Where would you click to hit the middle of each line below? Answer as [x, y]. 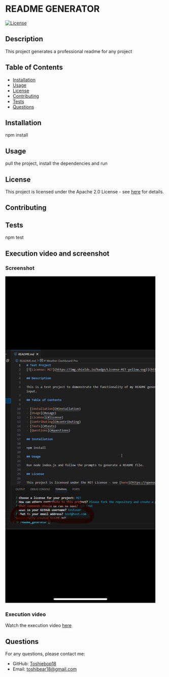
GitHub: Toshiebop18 [35, 663]
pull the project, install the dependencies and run [56, 163]
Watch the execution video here [39, 625]
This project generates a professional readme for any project [69, 51]
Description [24, 39]
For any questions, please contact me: [45, 654]
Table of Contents [34, 68]
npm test [14, 237]
